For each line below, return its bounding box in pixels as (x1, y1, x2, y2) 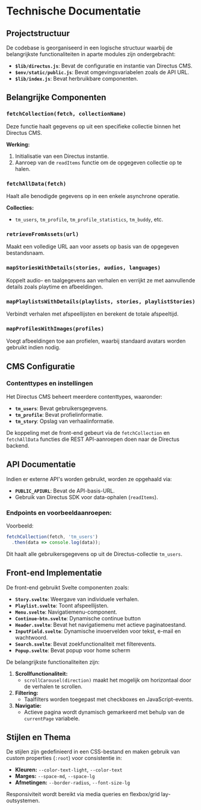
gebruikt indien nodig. (6, 344, 61, 351)
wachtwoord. (14, 634, 48, 641)
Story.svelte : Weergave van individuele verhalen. (14, 595, 140, 603)
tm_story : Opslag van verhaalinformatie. (14, 417, 114, 425)
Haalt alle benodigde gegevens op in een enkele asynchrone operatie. (6, 192, 180, 199)
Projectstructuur (6, 28, 70, 39)
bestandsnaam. (6, 249, 45, 257)
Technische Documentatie (6, 4, 141, 18)
